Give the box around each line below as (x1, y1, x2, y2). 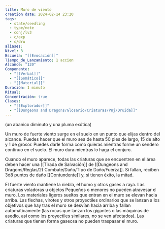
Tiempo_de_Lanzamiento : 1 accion (5, 58, 74, 63)
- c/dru (9, 39, 26, 44)
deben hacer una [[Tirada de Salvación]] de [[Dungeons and (5, 161, 128, 167)
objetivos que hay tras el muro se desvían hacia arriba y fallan (5, 202, 131, 208)
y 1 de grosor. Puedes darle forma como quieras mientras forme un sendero (5, 141, 159, 147)
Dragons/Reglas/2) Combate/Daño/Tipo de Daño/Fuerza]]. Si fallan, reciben (5, 166, 159, 172)
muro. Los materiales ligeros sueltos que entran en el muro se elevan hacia (5, 192, 158, 197)
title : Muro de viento (5, 7, 52, 12)
